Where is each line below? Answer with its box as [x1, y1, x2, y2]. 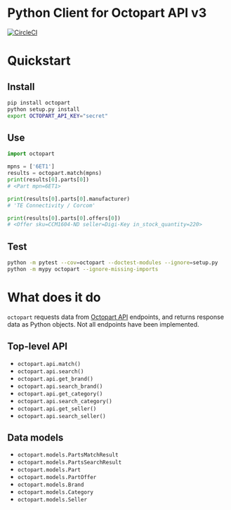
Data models [7, 431, 64, 443]
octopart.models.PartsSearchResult [17, 459, 122, 466]
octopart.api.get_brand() [17, 375, 93, 382]
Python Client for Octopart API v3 [7, 5, 207, 21]
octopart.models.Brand [17, 481, 84, 489]
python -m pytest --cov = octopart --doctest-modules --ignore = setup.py [7, 259, 218, 266]
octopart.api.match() [17, 360, 81, 367]
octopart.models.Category [17, 489, 93, 496]
